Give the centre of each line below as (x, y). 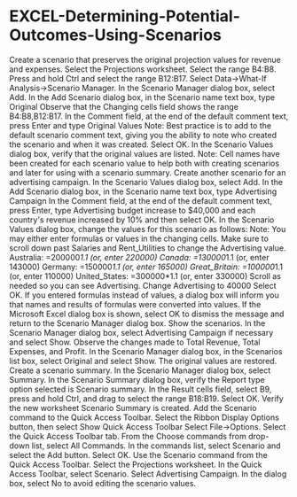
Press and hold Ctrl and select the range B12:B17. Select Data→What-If (138, 78)
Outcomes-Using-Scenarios (115, 35)
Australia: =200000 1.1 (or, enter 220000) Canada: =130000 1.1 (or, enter (139, 257)
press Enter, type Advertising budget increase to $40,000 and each (133, 210)
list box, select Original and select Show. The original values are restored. (143, 361)
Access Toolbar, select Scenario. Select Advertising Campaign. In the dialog (148, 474)
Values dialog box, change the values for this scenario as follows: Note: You (148, 229)
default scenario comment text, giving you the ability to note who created (143, 135)
